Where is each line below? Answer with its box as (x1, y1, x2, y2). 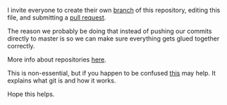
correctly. (7, 42, 35, 50)
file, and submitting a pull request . (7, 13, 106, 22)
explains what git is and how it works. (7, 76, 116, 85)
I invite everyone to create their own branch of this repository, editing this (7, 6, 221, 14)
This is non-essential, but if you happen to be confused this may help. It (7, 69, 216, 77)
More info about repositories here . (7, 55, 107, 64)
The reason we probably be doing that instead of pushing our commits (7, 27, 212, 35)
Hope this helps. (7, 90, 55, 98)
